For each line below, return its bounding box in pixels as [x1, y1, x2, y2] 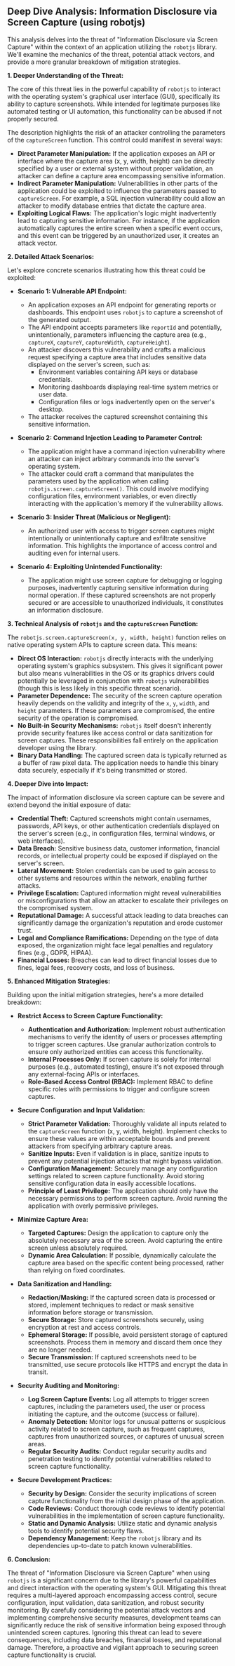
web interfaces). [17, 837, 65, 845]
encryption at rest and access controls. [27, 1323, 142, 1331]
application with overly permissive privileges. [27, 1201, 159, 1210]
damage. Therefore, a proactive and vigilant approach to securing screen [7, 1643, 219, 1651]
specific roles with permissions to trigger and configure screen [27, 1084, 210, 1093]
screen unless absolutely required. [27, 1244, 128, 1252]
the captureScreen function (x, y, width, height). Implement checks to [27, 1126, 227, 1135]
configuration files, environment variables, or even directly [27, 491, 197, 500]
